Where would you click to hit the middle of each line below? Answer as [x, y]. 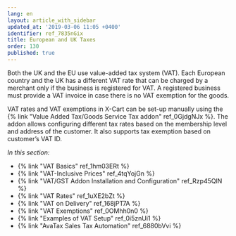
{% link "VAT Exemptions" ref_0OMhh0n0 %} [83, 211]
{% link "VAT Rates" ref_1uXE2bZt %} [71, 196]
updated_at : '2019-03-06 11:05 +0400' [64, 27]
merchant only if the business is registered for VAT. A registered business [114, 88]
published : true [31, 53]
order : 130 [23, 46]
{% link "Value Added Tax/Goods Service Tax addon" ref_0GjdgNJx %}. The [118, 116]
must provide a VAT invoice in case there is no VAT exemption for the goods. [118, 95]
